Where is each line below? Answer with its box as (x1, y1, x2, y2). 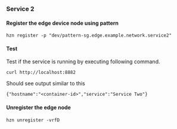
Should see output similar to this (6, 80, 85, 87)
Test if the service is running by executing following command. (6, 58, 160, 65)
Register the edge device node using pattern (6, 20, 119, 27)
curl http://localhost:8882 (6, 70, 76, 76)
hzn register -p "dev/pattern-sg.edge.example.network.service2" (6, 33, 172, 38)
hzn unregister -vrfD (6, 117, 60, 123)
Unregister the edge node (6, 104, 72, 111)
